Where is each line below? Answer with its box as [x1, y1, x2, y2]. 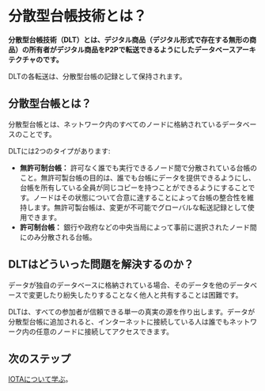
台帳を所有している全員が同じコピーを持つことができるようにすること [19, 183, 248, 192]
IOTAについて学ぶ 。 [8, 374, 73, 384]
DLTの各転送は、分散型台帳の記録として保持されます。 [8, 71, 187, 81]
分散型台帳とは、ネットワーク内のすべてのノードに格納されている [8, 120, 223, 129]
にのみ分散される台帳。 [19, 232, 97, 241]
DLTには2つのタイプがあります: [8, 146, 111, 155]
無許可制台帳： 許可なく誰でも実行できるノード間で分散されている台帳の [19, 163, 258, 173]
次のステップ [8, 351, 71, 365]
